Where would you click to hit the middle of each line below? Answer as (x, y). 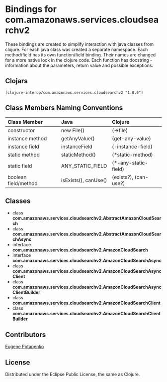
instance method (27, 138)
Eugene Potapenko (25, 347)
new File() (73, 130)
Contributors (26, 334)
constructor (21, 130)
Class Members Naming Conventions (64, 108)
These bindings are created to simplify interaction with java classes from (80, 44)
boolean (17, 177)
